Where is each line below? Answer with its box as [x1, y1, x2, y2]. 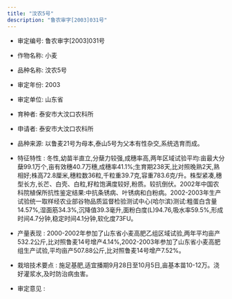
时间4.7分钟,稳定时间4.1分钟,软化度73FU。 [17, 214, 137, 222]
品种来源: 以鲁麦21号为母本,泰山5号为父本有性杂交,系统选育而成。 [17, 139, 204, 147]
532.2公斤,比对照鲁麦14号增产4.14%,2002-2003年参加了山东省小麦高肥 [17, 238, 221, 246]
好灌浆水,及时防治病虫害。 [17, 269, 92, 278]
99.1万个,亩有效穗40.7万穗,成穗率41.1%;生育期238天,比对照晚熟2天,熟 [23, 162, 220, 171]
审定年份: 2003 [17, 80, 61, 88]
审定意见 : [17, 284, 46, 292]
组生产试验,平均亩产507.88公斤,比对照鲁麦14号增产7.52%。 [17, 246, 185, 254]
